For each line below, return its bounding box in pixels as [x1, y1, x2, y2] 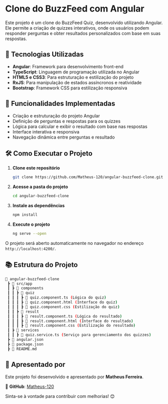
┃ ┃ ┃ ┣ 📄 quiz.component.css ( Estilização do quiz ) [7, 304, 120, 309]
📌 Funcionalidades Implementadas [5, 99, 115, 108]
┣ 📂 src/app [7, 281, 33, 286]
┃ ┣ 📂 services [7, 328, 39, 333]
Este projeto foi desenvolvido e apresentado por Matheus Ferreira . [5, 373, 144, 379]
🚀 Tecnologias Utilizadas [5, 50, 84, 59]
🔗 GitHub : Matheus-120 [5, 383, 54, 389]
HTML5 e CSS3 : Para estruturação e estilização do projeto [12, 74, 134, 80]
